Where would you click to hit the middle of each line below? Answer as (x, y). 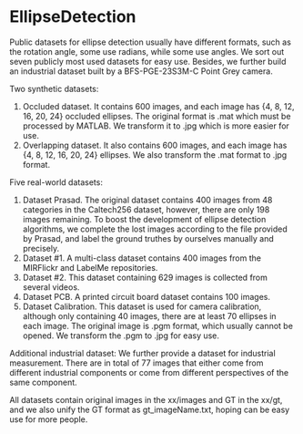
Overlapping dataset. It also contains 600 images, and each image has (155, 145)
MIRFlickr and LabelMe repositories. (90, 267)
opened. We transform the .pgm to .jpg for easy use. (121, 336)
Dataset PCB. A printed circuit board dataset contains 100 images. (146, 296)
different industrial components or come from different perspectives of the (149, 372)
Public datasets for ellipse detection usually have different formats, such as (150, 42)
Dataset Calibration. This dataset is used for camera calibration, (142, 306)
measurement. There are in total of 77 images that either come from (136, 363)
